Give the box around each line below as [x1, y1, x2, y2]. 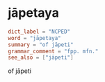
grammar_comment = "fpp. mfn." [8, 48, 99, 55]
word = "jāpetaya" [8, 34, 61, 41]
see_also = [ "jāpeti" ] [8, 54, 74, 61]
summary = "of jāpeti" [8, 41, 74, 48]
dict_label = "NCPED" [8, 28, 71, 35]
